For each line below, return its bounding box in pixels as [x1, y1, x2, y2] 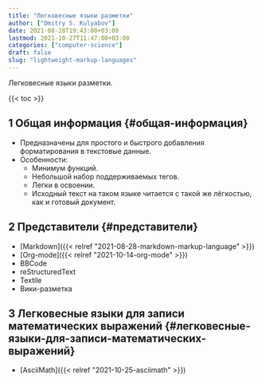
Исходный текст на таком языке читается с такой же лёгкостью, [31, 188, 252, 198]
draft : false [8, 49, 52, 57]
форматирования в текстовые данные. [19, 146, 151, 156]
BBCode [19, 258, 48, 268]
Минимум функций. [31, 163, 99, 172]
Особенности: [19, 155, 68, 164]
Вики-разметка [19, 284, 73, 293]
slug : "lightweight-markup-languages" [8, 57, 137, 65]
